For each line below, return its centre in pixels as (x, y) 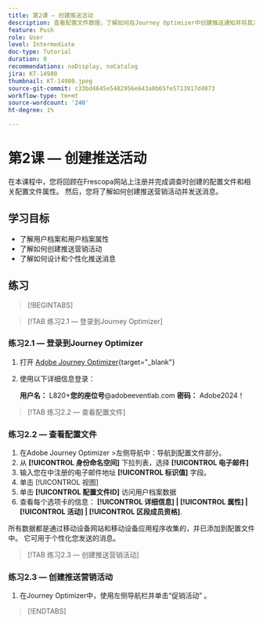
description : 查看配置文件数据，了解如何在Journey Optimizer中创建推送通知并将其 (131, 23)
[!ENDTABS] (47, 611)
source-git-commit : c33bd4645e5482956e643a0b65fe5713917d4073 (112, 88)
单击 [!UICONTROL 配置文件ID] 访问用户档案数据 (98, 492)
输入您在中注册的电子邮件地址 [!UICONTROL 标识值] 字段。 (115, 472)
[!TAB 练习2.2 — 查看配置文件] (76, 412)
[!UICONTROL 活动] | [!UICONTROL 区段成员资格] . (101, 512)
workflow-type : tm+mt (43, 96)
